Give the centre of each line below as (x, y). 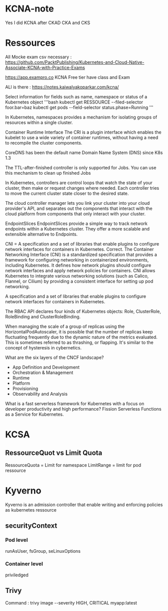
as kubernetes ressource (31, 510)
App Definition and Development (46, 367)
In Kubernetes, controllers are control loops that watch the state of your (79, 182)
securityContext (31, 526)
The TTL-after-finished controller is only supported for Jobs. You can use (81, 167)
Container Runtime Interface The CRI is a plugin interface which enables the (83, 132)
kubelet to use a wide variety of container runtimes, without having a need (82, 137)
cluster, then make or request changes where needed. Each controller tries (82, 188)
